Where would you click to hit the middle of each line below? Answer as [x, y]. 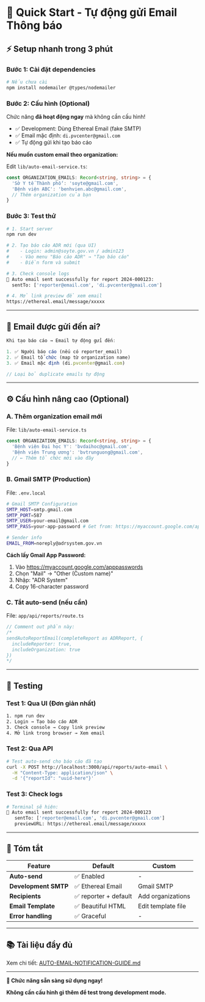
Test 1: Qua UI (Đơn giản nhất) [51, 703]
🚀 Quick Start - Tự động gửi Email [92, 13]
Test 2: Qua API [30, 749]
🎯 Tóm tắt [25, 849]
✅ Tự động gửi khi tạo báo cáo [53, 142]
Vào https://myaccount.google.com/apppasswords [79, 567]
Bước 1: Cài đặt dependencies [51, 69]
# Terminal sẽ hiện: [33, 807]
